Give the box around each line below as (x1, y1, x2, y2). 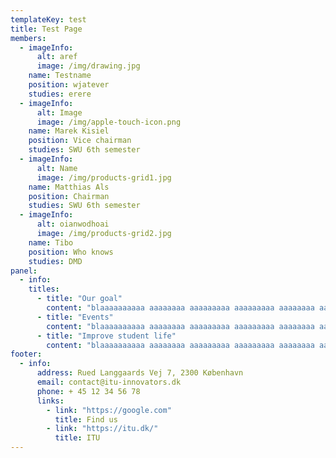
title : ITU (54, 433, 101, 443)
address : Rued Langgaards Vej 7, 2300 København (36, 368, 244, 378)
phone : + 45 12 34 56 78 (36, 386, 141, 396)
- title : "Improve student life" (36, 331, 177, 341)
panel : (10, 266, 38, 276)
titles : (28, 284, 60, 295)
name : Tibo (28, 237, 74, 248)
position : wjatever (28, 80, 110, 90)
